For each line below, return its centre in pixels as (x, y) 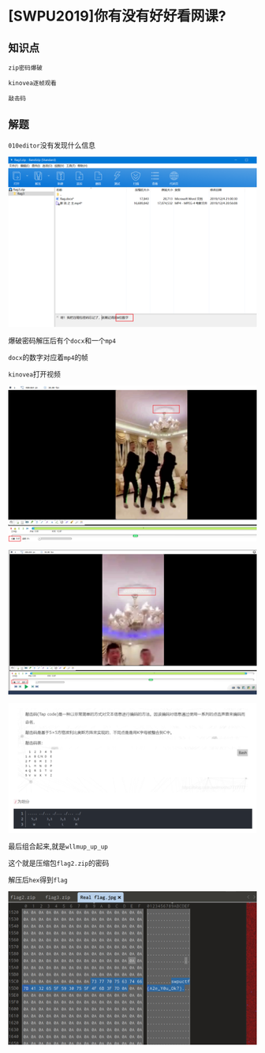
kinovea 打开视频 (35, 374)
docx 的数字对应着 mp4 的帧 (49, 358)
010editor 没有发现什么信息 (52, 145)
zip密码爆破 (26, 68)
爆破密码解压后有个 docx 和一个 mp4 (62, 341)
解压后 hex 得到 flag (38, 879)
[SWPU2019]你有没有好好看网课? (117, 16)
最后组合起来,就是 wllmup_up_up (58, 846)
